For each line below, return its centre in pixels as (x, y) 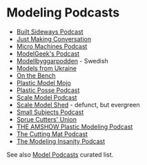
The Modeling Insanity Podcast (60, 141)
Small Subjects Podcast (50, 112)
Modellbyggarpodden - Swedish (62, 60)
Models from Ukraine (47, 68)
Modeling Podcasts (63, 13)
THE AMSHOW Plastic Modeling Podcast (75, 126)
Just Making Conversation (53, 38)
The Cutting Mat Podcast (52, 134)
